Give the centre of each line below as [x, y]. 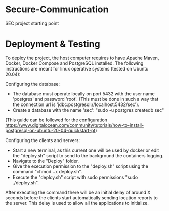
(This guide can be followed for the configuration [56, 120]
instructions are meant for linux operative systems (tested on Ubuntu [77, 68]
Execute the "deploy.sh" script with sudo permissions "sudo [75, 177]
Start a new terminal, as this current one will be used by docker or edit [86, 150]
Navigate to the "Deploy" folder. [46, 161]
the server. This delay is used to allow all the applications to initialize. [77, 203]
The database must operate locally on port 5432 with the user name [84, 94]
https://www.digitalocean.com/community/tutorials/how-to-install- [75, 125]
